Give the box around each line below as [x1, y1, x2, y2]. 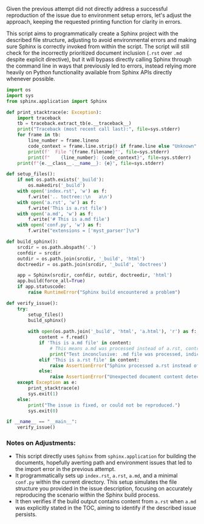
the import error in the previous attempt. [15, 466, 116, 473]
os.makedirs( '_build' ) [28, 183, 86, 189]
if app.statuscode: [17, 284, 67, 290]
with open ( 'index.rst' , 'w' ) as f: [17, 188, 107, 194]
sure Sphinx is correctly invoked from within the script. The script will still [6, 43, 189, 50]
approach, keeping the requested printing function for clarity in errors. [6, 18, 182, 25]
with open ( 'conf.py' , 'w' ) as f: [17, 222, 102, 228]
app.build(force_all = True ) [17, 278, 86, 284]
